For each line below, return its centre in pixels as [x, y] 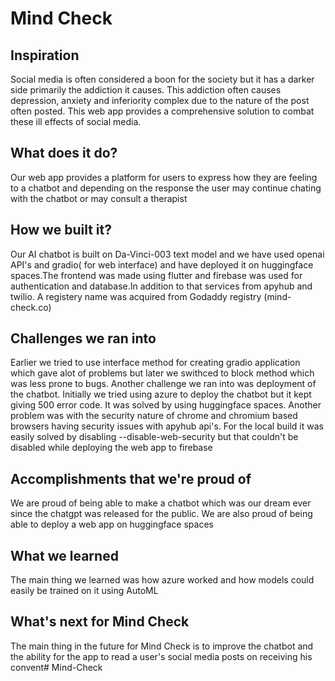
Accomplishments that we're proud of [131, 478]
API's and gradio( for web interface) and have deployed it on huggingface [162, 264]
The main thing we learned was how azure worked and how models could [162, 580]
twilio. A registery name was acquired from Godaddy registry [136, 296]
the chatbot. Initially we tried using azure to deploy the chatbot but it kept [161, 394]
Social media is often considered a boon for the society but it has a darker [162, 79]
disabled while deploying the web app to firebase [111, 448]
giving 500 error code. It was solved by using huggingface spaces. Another [166, 405]
